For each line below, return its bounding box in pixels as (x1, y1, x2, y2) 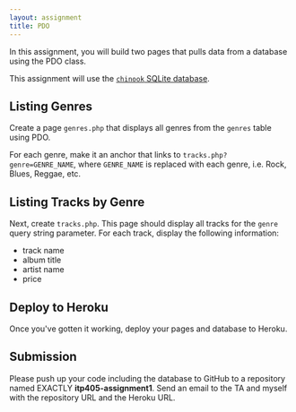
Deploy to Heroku (9, 299, 109, 314)
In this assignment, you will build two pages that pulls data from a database (9, 46, 288, 56)
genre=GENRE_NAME (9, 160, 74, 170)
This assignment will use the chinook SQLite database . (9, 73, 211, 83)
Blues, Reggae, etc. (9, 168, 82, 179)
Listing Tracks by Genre (9, 194, 145, 210)
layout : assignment (9, 13, 83, 22)
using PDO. (9, 132, 51, 143)
